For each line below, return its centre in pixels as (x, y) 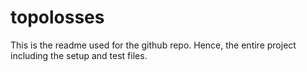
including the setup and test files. (79, 55)
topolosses (57, 17)
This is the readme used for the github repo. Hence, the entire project (153, 45)
